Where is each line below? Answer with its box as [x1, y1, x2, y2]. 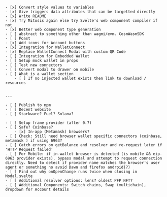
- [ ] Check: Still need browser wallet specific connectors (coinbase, [5, 134, 162, 139]
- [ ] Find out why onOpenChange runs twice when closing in [5, 169, 138, 174]
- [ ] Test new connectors [5, 62, 62, 68]
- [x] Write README [5, 14, 47, 19]
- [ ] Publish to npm [5, 103, 51, 108]
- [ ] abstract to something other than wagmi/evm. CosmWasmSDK [5, 31, 144, 37]
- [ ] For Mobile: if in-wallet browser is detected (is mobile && [5, 151, 151, 156]
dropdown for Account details [5, 187, 70, 192]
